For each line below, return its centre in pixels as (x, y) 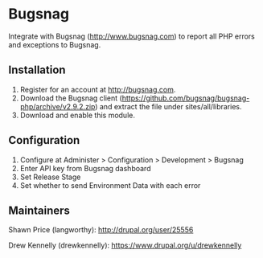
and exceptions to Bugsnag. (55, 44)
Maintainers (39, 210)
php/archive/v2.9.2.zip (58, 106)
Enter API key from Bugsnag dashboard (85, 168)
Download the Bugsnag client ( (71, 98)
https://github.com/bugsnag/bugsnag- (186, 98)
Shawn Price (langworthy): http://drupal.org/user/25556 (101, 230)
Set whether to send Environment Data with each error (110, 185)
